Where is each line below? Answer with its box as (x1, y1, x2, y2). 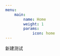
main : (14, 12, 26, 17)
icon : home (32, 31, 55, 36)
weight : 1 (23, 21, 44, 27)
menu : (5, 7, 17, 13)
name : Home (23, 17, 46, 22)
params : (23, 26, 39, 31)
